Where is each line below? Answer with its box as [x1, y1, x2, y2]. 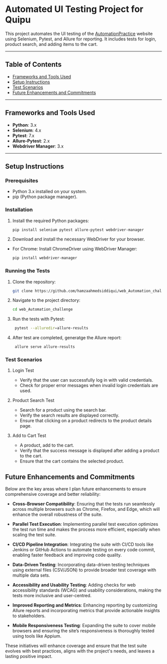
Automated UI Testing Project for [5, 3, 144, 15]
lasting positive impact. [5, 654, 53, 660]
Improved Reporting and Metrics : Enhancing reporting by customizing [12, 602, 158, 608]
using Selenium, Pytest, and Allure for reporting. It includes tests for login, [5, 36, 157, 42]
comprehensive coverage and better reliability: [5, 491, 101, 497]
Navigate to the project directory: [12, 297, 81, 303]
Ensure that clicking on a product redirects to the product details [19, 418, 152, 424]
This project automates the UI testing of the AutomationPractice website [5, 30, 153, 36]
